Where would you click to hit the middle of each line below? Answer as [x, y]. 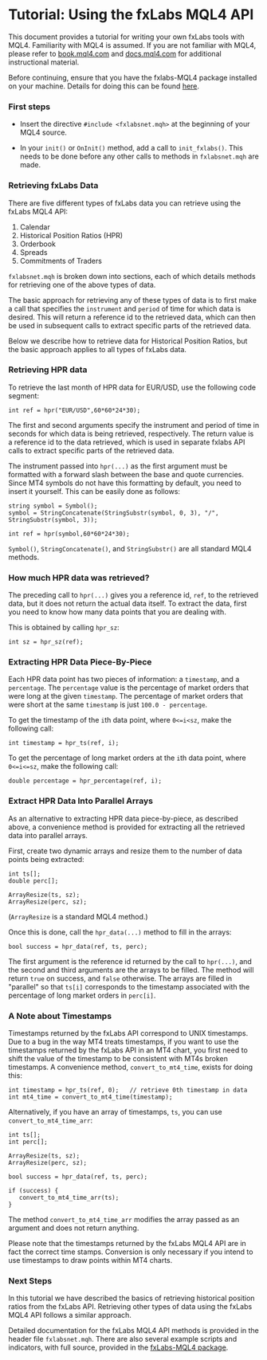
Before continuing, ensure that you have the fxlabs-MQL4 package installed [133, 77]
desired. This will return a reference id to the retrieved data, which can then [132, 317]
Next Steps [30, 1280]
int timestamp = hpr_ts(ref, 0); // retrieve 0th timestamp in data [128, 1090]
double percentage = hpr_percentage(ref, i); [85, 781]
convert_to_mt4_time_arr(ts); [69, 1198]
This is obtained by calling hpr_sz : [64, 628]
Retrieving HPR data [48, 370]
